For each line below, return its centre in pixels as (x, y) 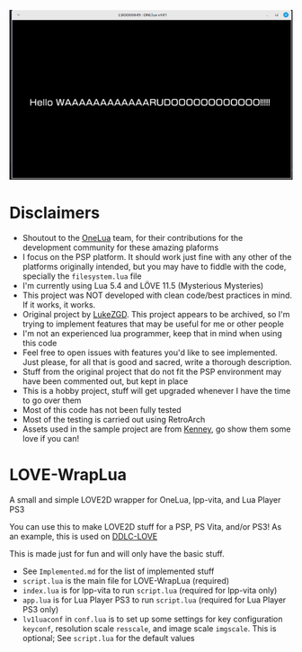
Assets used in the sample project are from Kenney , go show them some (156, 429)
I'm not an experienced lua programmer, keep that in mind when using (152, 334)
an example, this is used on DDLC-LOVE (84, 537)
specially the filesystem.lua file (82, 276)
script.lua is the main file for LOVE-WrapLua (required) (126, 581)
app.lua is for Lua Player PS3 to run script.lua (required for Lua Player (154, 600)
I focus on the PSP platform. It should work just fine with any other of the (157, 257)
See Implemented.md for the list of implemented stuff (118, 571)
